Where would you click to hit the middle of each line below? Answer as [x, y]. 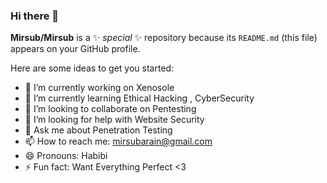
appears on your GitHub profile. [75, 49]
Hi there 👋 [35, 16]
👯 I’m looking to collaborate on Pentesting [110, 109]
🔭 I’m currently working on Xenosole [99, 88]
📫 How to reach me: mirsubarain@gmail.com [118, 141]
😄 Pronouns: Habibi [66, 156]
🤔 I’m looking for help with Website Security [114, 120]
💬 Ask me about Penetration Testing [98, 130]
